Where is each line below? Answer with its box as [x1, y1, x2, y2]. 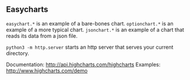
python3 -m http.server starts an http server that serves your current [6, 43, 174, 50]
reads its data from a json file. [6, 32, 78, 39]
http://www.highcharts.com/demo [6, 67, 88, 74]
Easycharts [6, 5, 49, 14]
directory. [6, 49, 29, 57]
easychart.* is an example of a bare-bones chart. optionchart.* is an [6, 20, 174, 27]
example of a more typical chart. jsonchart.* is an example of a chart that [6, 26, 184, 33]
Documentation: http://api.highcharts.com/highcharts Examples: [6, 61, 161, 68]
